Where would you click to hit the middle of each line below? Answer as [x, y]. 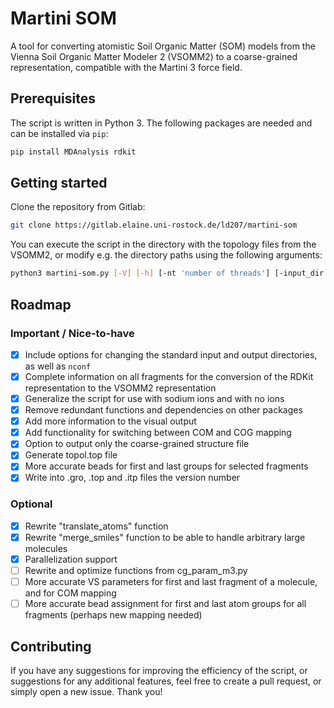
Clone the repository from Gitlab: [78, 207]
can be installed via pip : [59, 133]
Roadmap [41, 304]
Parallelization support [71, 559]
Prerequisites [53, 98]
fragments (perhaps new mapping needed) [113, 615]
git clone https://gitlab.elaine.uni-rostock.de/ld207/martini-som [154, 225]
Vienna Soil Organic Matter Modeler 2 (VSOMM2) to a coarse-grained [154, 56]
